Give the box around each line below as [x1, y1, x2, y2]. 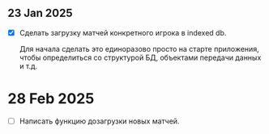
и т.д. [19, 61, 38, 71]
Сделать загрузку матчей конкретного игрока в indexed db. [19, 27, 227, 37]
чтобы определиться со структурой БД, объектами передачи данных [19, 52, 262, 62]
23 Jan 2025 [7, 6, 73, 20]
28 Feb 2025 [7, 90, 95, 108]
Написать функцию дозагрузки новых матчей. [19, 116, 180, 126]
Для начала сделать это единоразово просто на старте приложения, [19, 44, 260, 53]
